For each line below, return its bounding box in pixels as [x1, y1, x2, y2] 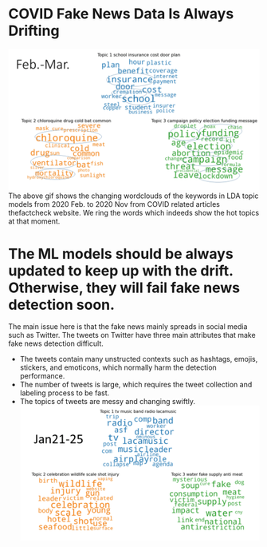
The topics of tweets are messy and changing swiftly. [19, 397, 196, 406]
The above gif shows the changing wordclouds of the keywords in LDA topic [8, 191, 259, 200]
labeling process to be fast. [19, 388, 110, 398]
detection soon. [8, 295, 116, 314]
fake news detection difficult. [8, 339, 104, 348]
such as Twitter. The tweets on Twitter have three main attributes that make [8, 331, 257, 340]
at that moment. [8, 216, 61, 226]
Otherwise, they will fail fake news [8, 279, 241, 296]
